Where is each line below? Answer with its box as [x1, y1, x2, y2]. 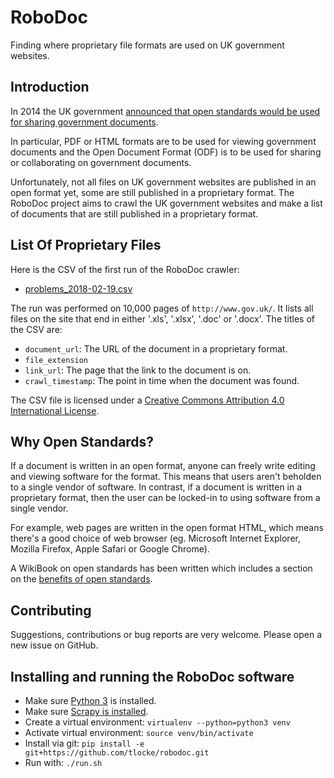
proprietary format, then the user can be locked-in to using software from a [10, 492, 321, 504]
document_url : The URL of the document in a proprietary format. [24, 342, 288, 355]
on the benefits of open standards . [10, 573, 153, 585]
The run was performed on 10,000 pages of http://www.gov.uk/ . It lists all [10, 302, 314, 314]
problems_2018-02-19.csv [24, 282, 133, 295]
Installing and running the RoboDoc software [10, 668, 295, 685]
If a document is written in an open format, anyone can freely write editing [10, 460, 316, 472]
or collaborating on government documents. [10, 156, 192, 168]
